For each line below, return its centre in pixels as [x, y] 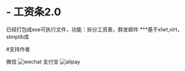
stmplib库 [18, 36]
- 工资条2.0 [34, 12]
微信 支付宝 [32, 62]
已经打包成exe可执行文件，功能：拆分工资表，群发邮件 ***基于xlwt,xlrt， [94, 29]
